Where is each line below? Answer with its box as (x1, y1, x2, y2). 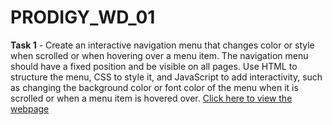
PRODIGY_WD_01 (10, 6, 156, 29)
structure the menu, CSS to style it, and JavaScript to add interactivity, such (10, 71, 323, 83)
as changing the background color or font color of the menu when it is (10, 81, 299, 93)
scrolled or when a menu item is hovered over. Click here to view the (10, 92, 293, 104)
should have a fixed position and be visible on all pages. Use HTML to (10, 60, 298, 72)
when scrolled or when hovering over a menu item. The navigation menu (10, 49, 309, 61)
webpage (10, 102, 50, 115)
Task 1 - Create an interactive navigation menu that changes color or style (10, 39, 315, 51)
